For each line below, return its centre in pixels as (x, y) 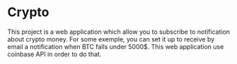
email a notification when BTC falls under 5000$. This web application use (116, 46)
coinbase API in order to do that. (54, 54)
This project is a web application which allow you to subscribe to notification (119, 32)
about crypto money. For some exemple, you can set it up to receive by (111, 39)
